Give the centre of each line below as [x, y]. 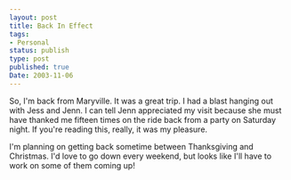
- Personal [29, 42]
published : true [39, 68]
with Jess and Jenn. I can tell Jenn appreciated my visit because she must [145, 110]
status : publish [39, 51]
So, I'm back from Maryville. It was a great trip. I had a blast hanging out [141, 101]
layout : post [33, 17]
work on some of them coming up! [72, 165]
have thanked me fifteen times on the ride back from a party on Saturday [142, 119]
